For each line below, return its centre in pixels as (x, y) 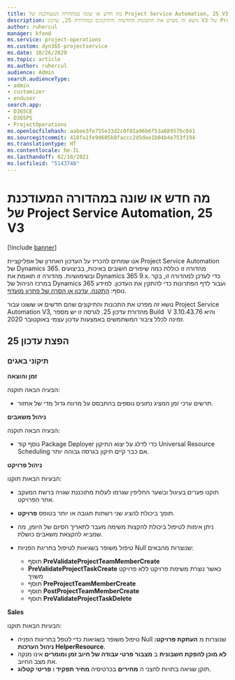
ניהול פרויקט (25, 465)
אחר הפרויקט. (36, 500)
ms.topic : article (34, 60)
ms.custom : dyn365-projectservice (58, 46)
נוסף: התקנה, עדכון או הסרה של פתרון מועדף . (67, 291)
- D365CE (20, 111)
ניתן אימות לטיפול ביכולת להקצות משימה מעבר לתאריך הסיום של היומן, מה (115, 527)
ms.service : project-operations (54, 40)
